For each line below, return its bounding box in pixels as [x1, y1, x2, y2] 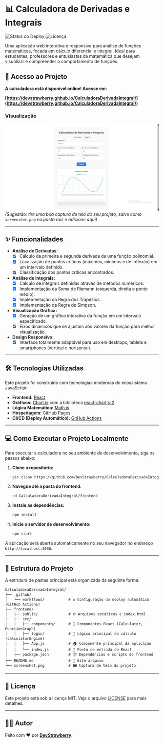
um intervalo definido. [19, 264, 64, 270]
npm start [12, 531, 33, 537]
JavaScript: [5, 384, 28, 391]
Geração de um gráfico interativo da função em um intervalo [19, 313, 142, 318]
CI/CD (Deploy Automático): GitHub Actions [12, 415, 102, 421]
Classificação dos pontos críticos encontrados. [19, 270, 115, 275]
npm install [12, 513, 37, 518]
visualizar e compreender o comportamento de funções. [5, 58, 119, 64]
